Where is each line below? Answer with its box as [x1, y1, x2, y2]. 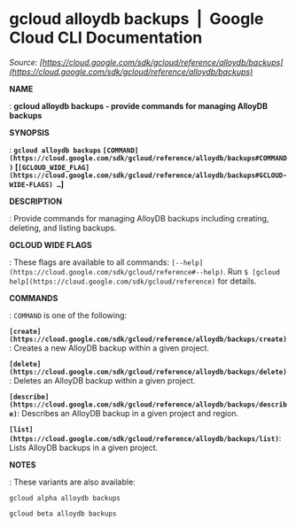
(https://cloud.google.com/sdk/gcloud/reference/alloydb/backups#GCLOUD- [9, 171, 288, 180]
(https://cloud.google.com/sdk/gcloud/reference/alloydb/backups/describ [9, 399, 288, 409]
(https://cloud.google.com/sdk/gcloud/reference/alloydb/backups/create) [9, 335, 288, 344]
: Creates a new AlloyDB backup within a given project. [9, 342, 210, 353]
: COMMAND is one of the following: [9, 310, 127, 321]
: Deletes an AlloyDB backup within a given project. [9, 375, 196, 385]
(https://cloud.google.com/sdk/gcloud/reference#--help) [9, 267, 224, 276]
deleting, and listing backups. [9, 222, 117, 233]
